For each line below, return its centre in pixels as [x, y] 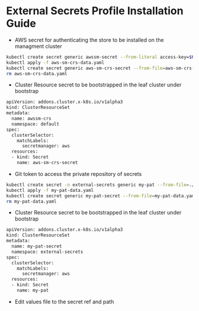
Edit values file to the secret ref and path [64, 302]
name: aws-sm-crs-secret [47, 163]
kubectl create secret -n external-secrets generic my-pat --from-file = [98, 185]
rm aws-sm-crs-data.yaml [37, 73]
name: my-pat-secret [37, 246]
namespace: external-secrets [47, 252]
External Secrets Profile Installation [95, 11]
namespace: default [36, 124]
